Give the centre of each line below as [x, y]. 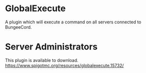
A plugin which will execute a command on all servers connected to [73, 22]
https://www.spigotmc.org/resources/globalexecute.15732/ [64, 65]
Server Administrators [51, 47]
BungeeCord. [18, 27]
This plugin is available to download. [42, 60]
